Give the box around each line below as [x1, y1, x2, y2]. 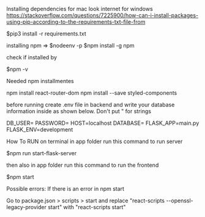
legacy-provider [6, 204, 47, 210]
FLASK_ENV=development [6, 126, 73, 133]
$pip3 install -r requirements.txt [6, 30, 87, 37]
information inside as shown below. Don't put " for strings [6, 108, 152, 115]
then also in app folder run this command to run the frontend [6, 161, 159, 169]
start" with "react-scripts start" [48, 204, 126, 210]
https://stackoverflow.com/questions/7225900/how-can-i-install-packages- [6, 12, 199, 19]
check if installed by [6, 54, 57, 61]
